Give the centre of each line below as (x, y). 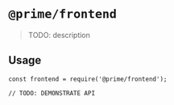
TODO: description (59, 35)
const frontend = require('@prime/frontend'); (88, 79)
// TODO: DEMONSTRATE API (52, 93)
